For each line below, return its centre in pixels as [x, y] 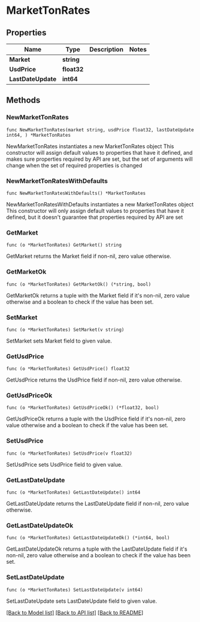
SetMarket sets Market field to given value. [59, 341]
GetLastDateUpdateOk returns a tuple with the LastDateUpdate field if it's [97, 549]
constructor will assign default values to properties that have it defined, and [99, 152]
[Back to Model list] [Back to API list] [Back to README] [75, 612]
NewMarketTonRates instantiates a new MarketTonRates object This [90, 146]
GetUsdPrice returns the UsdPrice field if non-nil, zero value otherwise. [94, 380]
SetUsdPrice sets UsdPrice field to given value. [64, 464]
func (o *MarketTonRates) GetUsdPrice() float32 [68, 369]
